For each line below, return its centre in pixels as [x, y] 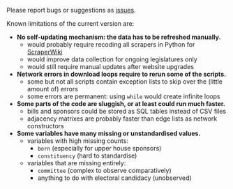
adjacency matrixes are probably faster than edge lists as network [122, 119]
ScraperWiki [45, 52]
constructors [45, 126]
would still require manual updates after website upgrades [111, 67]
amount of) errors [52, 89]
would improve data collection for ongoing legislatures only [112, 59]
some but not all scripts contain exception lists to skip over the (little [125, 82]
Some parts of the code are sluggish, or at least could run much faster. [121, 104]
